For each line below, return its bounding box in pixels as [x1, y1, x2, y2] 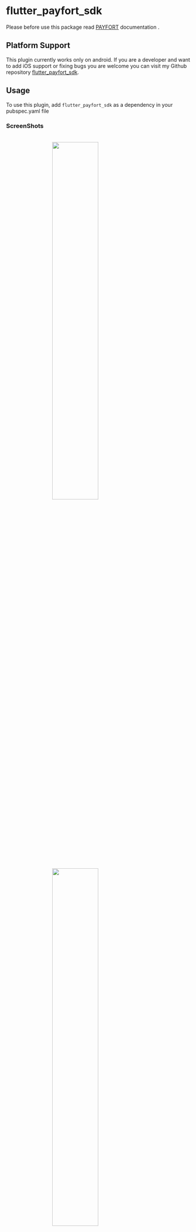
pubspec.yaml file [6, 107, 49, 114]
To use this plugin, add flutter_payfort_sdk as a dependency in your [6, 101, 173, 108]
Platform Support [6, 40, 70, 50]
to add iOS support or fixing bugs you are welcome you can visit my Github [6, 62, 187, 69]
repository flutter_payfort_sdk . [6, 69, 80, 76]
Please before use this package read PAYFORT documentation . [6, 23, 160, 31]
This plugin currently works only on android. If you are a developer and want [6, 56, 190, 63]
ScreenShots [6, 122, 44, 130]
